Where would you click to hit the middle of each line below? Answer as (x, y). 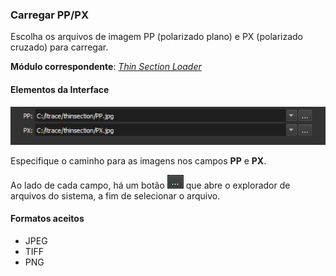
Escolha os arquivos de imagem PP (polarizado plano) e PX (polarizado (157, 37)
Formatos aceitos (47, 219)
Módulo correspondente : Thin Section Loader (106, 67)
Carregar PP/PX (49, 15)
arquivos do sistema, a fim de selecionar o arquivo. (115, 195)
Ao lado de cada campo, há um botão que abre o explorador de (150, 185)
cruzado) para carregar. (59, 47)
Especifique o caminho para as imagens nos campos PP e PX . (138, 160)
